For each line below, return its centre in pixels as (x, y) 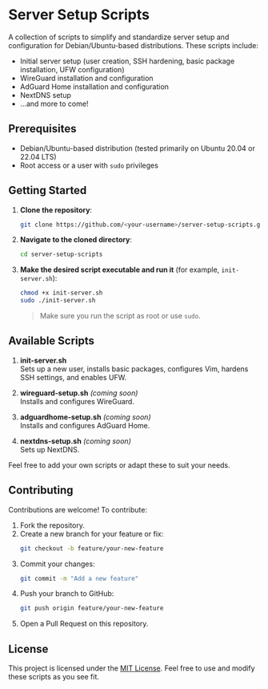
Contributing (41, 490)
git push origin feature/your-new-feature (92, 608)
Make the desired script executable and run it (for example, (120, 270)
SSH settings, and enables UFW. (73, 377)
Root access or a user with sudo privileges (89, 165)
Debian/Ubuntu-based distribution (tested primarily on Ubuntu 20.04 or (138, 148)
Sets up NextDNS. (50, 449)
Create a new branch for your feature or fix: (92, 533)
